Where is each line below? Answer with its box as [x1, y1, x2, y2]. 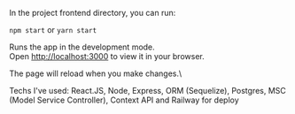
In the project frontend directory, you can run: [9, 8, 176, 18]
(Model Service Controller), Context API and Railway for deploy [9, 95, 239, 105]
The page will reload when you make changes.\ [9, 68, 182, 79]
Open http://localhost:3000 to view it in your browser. [9, 51, 206, 61]
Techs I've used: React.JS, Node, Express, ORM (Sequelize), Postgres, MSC [9, 86, 286, 95]
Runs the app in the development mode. [9, 42, 155, 52]
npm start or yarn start [9, 25, 97, 34]
